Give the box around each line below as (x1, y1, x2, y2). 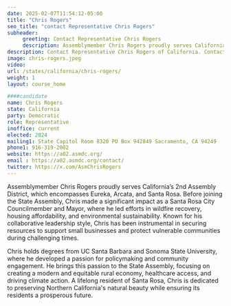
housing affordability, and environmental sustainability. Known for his (7, 212, 203, 220)
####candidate (7, 93, 48, 100)
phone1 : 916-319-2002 (7, 144, 69, 152)
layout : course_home (7, 81, 67, 88)
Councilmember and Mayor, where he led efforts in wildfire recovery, (7, 204, 202, 212)
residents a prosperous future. (7, 291, 93, 299)
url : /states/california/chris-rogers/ (7, 68, 122, 74)
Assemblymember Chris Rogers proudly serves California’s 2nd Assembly (7, 182, 217, 190)
